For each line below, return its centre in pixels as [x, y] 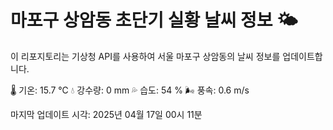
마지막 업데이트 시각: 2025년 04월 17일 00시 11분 [106, 114]
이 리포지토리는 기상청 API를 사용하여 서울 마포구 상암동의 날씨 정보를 [145, 56]
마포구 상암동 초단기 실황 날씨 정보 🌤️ [154, 20]
